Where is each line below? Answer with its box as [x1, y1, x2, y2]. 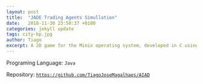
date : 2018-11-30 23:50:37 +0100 [6, 20, 96, 26]
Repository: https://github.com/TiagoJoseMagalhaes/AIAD [6, 71, 150, 78]
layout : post [6, 8, 39, 15]
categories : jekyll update [6, 25, 74, 32]
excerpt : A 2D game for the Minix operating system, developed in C [6, 43, 182, 49]
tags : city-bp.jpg [6, 31, 53, 37]
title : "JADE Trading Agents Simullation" [6, 15, 118, 21]
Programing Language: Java [6, 59, 76, 66]
